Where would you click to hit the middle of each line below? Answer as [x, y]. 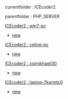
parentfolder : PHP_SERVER [32, 16]
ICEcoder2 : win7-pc [26, 26]
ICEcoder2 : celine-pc [27, 45]
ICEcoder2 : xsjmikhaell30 [31, 63]
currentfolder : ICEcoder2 [30, 7]
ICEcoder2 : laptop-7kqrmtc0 [34, 82]
